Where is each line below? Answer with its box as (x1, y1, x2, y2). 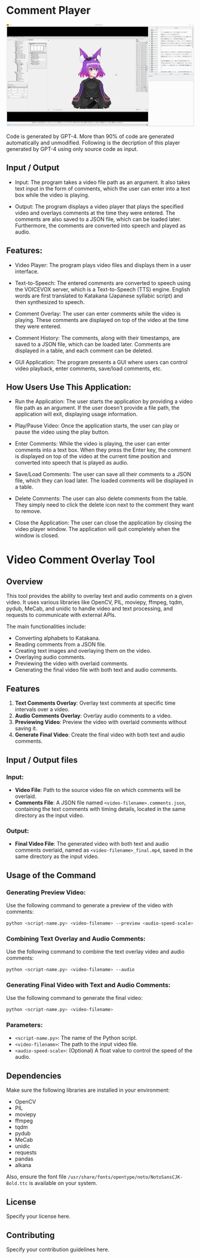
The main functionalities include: (6, 623, 87, 630)
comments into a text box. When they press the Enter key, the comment (14, 446, 191, 454)
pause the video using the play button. (14, 428, 110, 436)
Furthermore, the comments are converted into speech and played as (14, 222, 186, 229)
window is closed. (14, 532, 60, 539)
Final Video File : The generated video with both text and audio (14, 840, 169, 847)
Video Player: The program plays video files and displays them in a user (14, 261, 192, 269)
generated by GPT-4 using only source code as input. (6, 146, 139, 153)
